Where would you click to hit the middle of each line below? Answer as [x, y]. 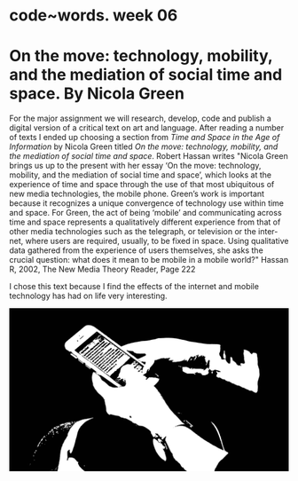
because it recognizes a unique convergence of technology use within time [147, 203]
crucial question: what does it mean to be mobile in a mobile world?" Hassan [149, 260]
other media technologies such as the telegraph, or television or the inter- [144, 232]
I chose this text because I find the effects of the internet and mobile [134, 287]
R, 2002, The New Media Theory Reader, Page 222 [102, 269]
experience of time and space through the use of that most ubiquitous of [142, 185]
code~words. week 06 [94, 16]
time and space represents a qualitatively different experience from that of [145, 222]
